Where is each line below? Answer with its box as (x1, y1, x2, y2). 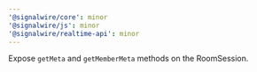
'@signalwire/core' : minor (8, 12, 108, 22)
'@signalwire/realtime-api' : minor (8, 29, 140, 38)
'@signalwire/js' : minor (8, 21, 100, 30)
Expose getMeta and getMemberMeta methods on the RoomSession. (8, 54, 249, 64)
